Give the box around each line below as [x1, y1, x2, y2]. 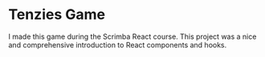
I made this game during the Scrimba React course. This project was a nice [8, 32, 257, 41]
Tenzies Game [8, 6, 106, 24]
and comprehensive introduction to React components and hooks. [8, 40, 227, 49]
